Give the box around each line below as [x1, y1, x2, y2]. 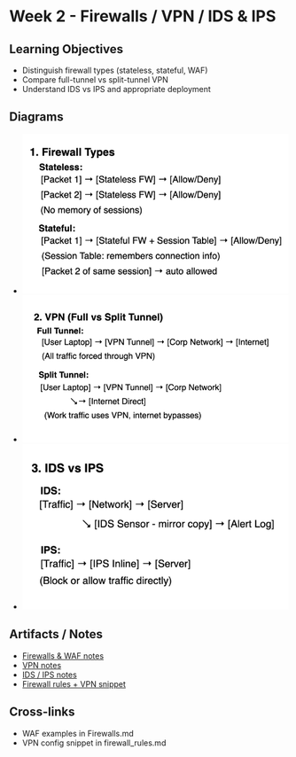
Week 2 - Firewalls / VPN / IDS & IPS [9, 6, 277, 27]
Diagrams [9, 109, 64, 125]
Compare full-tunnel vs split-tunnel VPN [21, 74, 168, 85]
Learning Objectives [9, 42, 124, 57]
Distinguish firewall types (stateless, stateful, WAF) [21, 65, 208, 75]
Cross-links [9, 705, 75, 720]
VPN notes [21, 659, 62, 670]
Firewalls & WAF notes [21, 650, 105, 661]
